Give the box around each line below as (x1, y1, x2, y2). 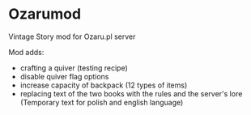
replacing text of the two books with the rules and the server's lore (19, 88, 243, 98)
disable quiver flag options (19, 71, 109, 81)
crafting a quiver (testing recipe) (19, 62, 128, 73)
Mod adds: (8, 47, 45, 57)
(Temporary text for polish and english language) (19, 97, 184, 107)
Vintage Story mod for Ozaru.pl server (8, 32, 136, 41)
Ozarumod (8, 5, 82, 23)
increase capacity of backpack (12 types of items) (19, 80, 188, 90)
